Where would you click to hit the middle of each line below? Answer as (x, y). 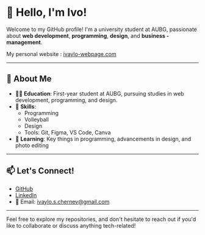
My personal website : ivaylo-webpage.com (61, 54)
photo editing (32, 145)
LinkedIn (26, 195)
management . (24, 42)
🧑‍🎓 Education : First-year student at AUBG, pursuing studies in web (99, 93)
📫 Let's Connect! (40, 171)
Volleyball (36, 119)
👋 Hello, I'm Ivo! (47, 12)
